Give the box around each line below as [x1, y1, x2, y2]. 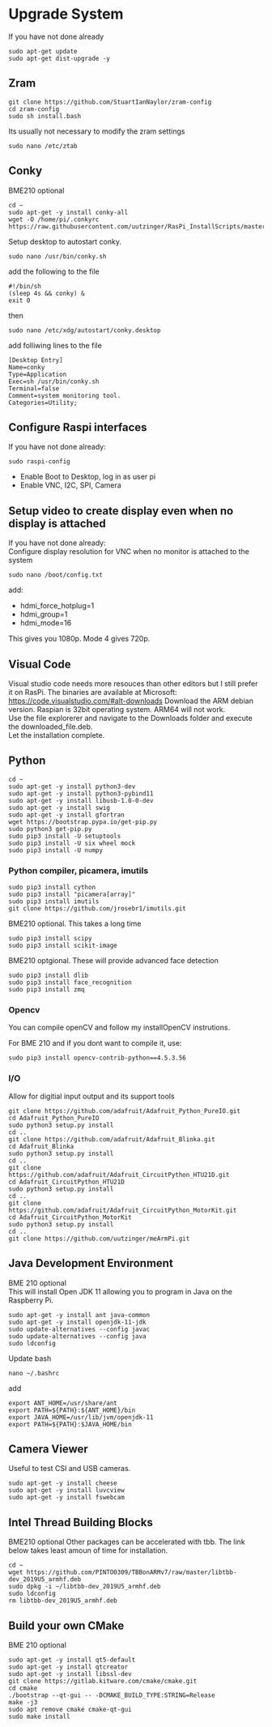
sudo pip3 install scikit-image [8, 941, 117, 950]
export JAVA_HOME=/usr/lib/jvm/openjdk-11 [8, 1413, 154, 1422]
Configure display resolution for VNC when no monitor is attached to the [8, 547, 249, 556]
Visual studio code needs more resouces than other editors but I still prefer [8, 679, 258, 689]
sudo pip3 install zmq [8, 986, 85, 994]
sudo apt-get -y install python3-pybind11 [8, 789, 154, 798]
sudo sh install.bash [8, 112, 82, 120]
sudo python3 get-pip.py [8, 825, 92, 833]
